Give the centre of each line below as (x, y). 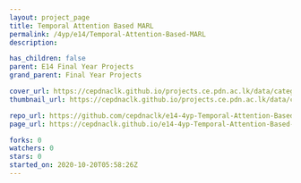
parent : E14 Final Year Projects (72, 67)
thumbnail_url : (38, 99)
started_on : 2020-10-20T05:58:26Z (74, 165)
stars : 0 (26, 157)
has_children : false (48, 59)
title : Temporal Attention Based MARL (82, 26)
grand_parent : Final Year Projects (76, 75)
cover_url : (30, 91)
